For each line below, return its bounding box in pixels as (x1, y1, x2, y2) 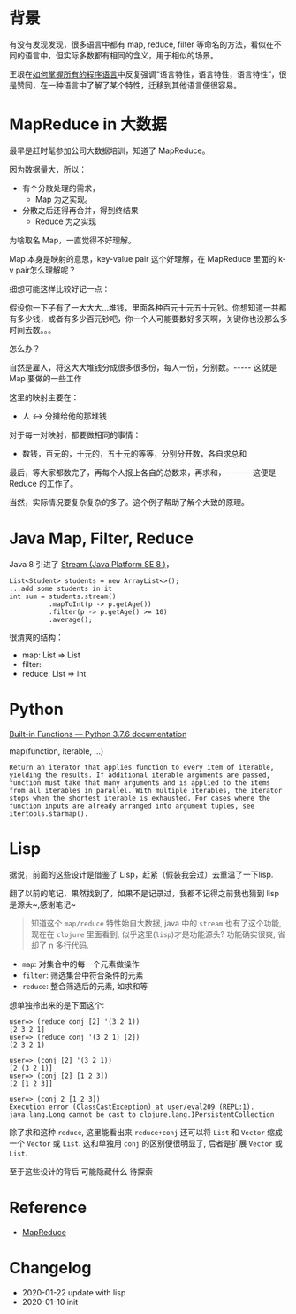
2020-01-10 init (21, 1296, 79, 1307)
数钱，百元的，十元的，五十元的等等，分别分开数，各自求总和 (21, 448, 247, 458)
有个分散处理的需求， (21, 182, 100, 193)
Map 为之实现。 (34, 194, 93, 204)
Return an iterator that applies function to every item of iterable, (9, 763, 275, 772)
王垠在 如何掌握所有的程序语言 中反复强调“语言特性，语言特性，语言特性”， (9, 68, 280, 80)
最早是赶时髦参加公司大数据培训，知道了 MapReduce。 (9, 145, 210, 156)
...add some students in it (9, 584, 113, 593)
